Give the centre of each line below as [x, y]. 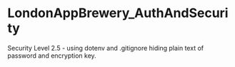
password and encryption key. [52, 56]
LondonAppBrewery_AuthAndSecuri [118, 13]
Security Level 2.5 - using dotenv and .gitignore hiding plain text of [106, 48]
